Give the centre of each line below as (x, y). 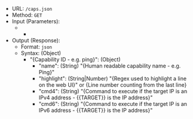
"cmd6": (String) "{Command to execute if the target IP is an (113, 104)
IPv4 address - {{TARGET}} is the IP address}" (96, 97)
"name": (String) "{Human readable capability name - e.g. (110, 66)
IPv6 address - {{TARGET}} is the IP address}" (96, 110)
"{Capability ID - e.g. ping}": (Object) (75, 59)
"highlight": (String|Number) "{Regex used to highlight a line (113, 78)
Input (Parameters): (36, 21)
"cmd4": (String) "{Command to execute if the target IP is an (113, 91)
